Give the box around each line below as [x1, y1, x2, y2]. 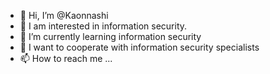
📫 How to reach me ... [19, 53, 113, 64]
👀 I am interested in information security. [19, 20, 188, 32]
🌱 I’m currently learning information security [19, 31, 202, 42]
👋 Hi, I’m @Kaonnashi [19, 10, 109, 21]
